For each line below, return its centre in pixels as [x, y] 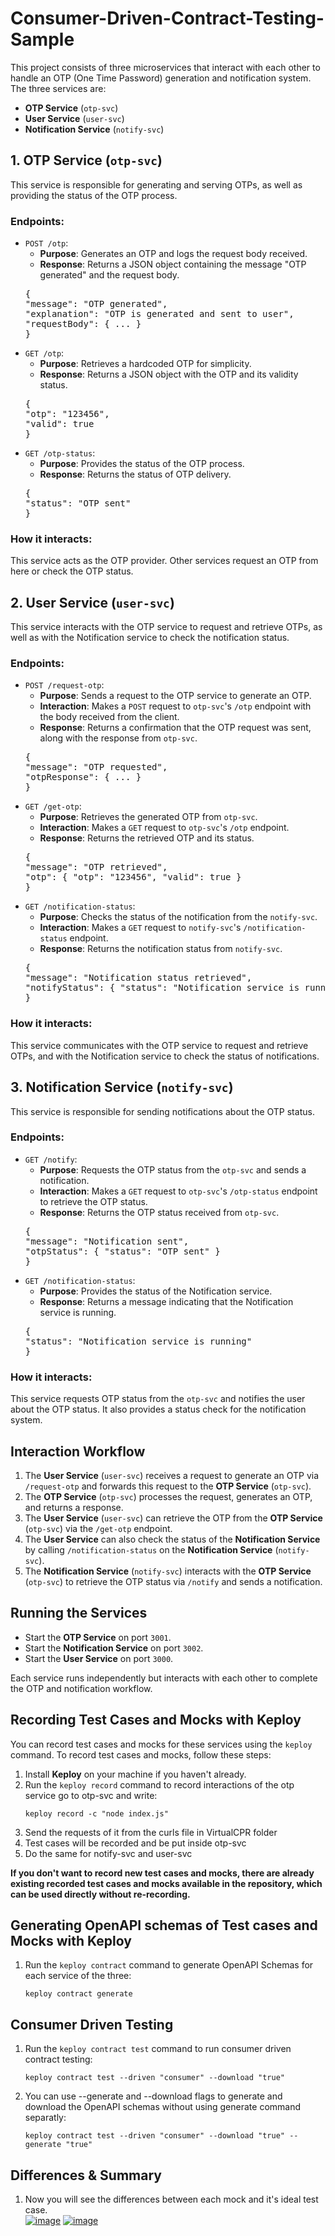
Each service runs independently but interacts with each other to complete [164, 1678]
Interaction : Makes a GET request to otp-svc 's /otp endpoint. [164, 828]
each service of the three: [78, 1976]
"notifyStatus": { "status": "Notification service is [162, 988]
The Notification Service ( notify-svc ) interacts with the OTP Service [168, 1571]
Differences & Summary [86, 2175]
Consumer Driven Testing [92, 2024]
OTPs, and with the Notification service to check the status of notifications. [165, 1056]
